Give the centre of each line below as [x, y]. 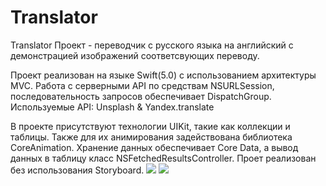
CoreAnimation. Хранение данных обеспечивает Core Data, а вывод [154, 147]
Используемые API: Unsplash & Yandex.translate [112, 107]
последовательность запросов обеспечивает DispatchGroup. [141, 96]
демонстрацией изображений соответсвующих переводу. [135, 55]
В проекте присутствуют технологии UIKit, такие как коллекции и [150, 126]
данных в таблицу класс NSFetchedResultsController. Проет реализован [163, 158]
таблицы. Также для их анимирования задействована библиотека [151, 137]
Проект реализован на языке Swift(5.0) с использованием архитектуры [163, 75]
